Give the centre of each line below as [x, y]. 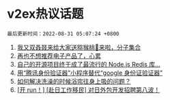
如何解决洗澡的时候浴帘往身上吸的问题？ [74, 81]
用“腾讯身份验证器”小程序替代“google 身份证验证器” [89, 73]
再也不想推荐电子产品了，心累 [59, 56]
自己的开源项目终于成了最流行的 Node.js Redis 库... [88, 64]
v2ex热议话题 [45, 14]
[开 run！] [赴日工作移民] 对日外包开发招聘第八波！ [88, 90]
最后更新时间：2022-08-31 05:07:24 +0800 [63, 34]
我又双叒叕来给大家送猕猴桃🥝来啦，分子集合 [79, 47]
